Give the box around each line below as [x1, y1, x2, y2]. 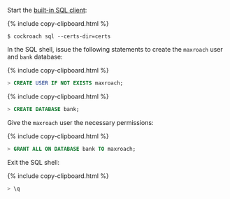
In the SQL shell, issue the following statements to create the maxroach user [7, 45, 224, 53]
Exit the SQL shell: [7, 158, 60, 166]
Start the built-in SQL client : [7, 6, 87, 14]
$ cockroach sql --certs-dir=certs [7, 33, 111, 40]
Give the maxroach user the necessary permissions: [7, 118, 154, 126]
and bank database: [7, 52, 63, 61]
